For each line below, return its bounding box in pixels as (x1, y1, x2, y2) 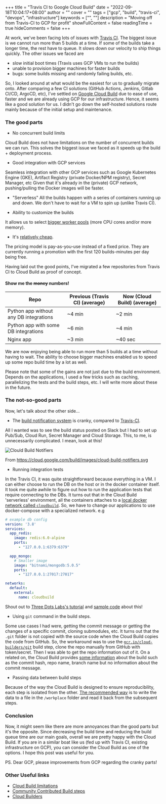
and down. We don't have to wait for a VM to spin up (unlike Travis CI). (12, 200, 156, 206)
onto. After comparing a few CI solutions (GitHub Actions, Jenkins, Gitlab (5, 86, 154, 91)
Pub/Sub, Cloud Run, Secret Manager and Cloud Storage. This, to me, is (5, 432, 152, 438)
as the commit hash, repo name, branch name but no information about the (5, 660, 158, 665)
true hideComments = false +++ (5, 25, 71, 31)
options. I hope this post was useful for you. (5, 750, 95, 756)
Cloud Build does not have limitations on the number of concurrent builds (5, 140, 154, 145)
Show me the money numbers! (5, 280, 70, 286)
